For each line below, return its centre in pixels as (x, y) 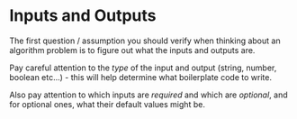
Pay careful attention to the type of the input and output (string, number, (143, 68)
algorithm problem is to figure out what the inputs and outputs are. (132, 50)
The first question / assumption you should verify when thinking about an (145, 41)
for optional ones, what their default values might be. (107, 104)
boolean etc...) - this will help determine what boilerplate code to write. (141, 77)
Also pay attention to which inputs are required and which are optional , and (148, 95)
